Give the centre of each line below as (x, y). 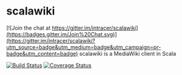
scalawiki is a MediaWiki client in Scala (128, 53)
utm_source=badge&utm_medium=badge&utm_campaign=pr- (84, 47)
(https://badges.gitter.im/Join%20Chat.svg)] (62, 34)
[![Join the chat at (29, 28)
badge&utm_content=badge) (42, 53)
